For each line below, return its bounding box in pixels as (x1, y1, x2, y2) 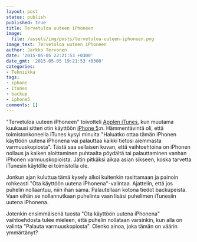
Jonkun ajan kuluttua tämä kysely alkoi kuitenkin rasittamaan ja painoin (6, 174, 179, 181)
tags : (6, 74, 19, 80)
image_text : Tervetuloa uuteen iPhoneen (6, 42, 107, 48)
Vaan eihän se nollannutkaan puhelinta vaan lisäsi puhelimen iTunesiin (6, 192, 177, 200)
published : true (6, 19, 46, 25)
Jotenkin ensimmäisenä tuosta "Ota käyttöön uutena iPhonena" (6, 210, 160, 217)
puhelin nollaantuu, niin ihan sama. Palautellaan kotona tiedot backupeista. (6, 186, 187, 193)
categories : (6, 63, 35, 70)
